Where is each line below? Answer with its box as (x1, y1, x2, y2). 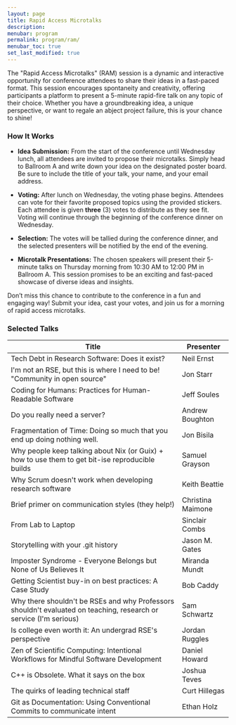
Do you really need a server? (11, 410, 105, 420)
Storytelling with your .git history (11, 540, 118, 550)
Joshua (181, 666, 206, 676)
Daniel (181, 646, 203, 655)
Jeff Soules (181, 390, 220, 399)
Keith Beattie (181, 480, 224, 489)
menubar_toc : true (7, 43, 61, 50)
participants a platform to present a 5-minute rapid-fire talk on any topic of (7, 91, 223, 99)
